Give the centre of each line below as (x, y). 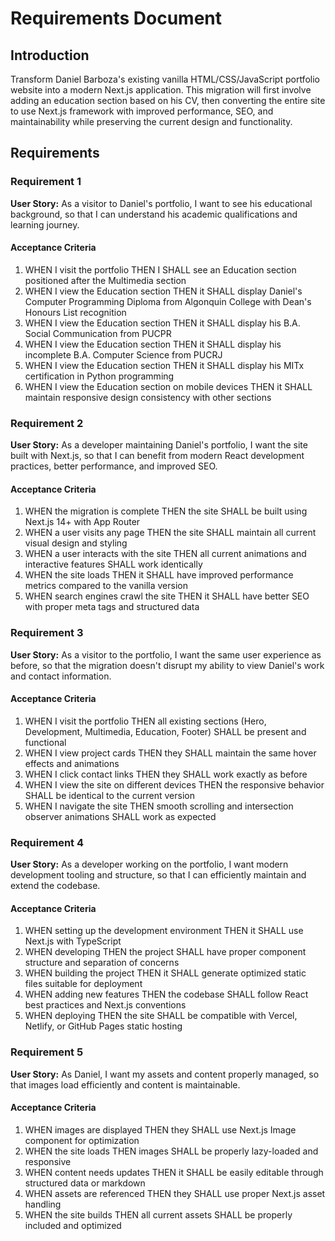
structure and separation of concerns (102, 963)
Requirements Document (116, 18)
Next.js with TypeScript (73, 941)
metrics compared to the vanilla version (106, 586)
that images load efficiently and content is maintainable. (125, 1084)
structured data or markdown (85, 1183)
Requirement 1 (46, 182)
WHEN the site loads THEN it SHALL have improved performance (159, 575)
